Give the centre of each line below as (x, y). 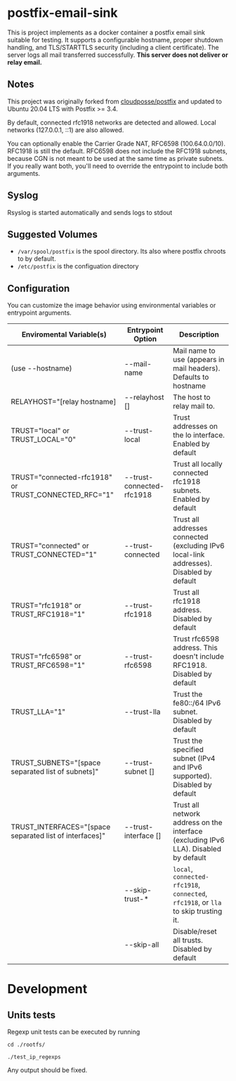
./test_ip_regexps (34, 1057)
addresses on (196, 427)
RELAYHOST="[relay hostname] (64, 402)
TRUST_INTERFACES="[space (61, 827)
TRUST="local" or (40, 431)
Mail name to (194, 351)
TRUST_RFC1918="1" (48, 614)
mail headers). (197, 368)
